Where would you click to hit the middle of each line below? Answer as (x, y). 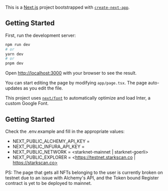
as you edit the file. (43, 88)
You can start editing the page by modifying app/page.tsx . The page (76, 83)
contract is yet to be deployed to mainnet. (49, 183)
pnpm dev (14, 63)
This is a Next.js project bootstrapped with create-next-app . (68, 7)
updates (14, 88)
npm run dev (18, 44)
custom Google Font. (27, 104)
